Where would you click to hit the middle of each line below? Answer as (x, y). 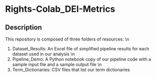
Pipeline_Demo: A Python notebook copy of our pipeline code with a (82, 59)
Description (23, 27)
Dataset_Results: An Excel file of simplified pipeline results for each (81, 49)
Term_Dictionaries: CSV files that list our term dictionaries (71, 70)
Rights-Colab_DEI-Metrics (60, 9)
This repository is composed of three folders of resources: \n (67, 39)
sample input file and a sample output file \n (57, 64)
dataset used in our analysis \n (43, 54)
